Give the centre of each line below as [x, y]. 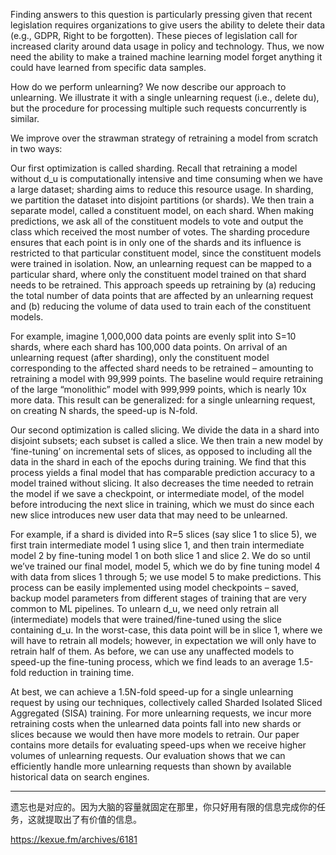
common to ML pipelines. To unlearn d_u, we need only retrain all [144, 608]
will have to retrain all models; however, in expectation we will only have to [163, 640]
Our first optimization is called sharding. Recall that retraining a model [154, 168]
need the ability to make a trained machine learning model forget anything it [166, 57]
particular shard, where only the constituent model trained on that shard [158, 274]
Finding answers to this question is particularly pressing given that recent [161, 14]
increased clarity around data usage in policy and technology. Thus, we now [167, 46]
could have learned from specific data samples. [108, 67]
